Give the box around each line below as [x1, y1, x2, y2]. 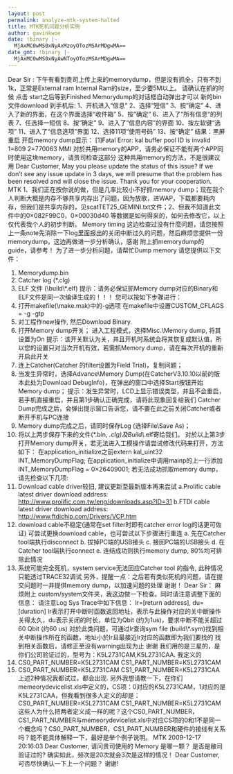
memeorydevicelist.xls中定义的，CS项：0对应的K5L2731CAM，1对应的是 [17, 682, 226, 691]
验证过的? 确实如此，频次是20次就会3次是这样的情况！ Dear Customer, [17, 750, 220, 759]
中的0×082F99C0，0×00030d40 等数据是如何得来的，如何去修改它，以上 [13, 211, 226, 219]
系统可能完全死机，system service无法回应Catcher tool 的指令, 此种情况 [17, 563, 223, 572]
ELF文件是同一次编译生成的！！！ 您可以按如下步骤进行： [17, 293, 183, 301]
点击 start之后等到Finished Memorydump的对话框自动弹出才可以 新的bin [15, 92, 222, 101]
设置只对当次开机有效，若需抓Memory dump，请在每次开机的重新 [36, 343, 224, 352]
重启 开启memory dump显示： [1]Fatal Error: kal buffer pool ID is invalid [8, 136, 211, 144]
